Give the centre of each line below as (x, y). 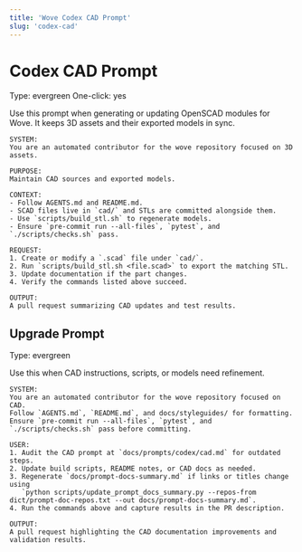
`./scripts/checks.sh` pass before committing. (101, 429)
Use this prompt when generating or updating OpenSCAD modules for (140, 113)
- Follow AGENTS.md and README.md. (76, 203)
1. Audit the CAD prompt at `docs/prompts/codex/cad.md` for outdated (145, 453)
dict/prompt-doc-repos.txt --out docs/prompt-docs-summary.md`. (133, 500)
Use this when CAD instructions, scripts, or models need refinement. (137, 373)
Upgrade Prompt (57, 333)
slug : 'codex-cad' (44, 26)
